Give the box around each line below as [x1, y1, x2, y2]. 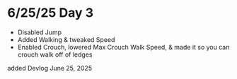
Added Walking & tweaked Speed [17, 35, 115, 43]
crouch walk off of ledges [17, 50, 93, 59]
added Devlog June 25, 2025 [7, 64, 93, 72]
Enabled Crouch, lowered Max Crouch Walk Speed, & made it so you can [17, 43, 230, 51]
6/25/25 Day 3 [7, 5, 94, 21]
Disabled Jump [17, 28, 62, 36]
